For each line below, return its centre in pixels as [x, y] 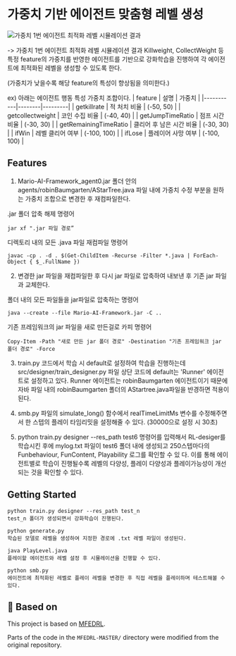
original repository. [35, 645]
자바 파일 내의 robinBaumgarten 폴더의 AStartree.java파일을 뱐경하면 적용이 [123, 389]
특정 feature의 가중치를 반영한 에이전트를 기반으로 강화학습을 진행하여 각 [107, 59]
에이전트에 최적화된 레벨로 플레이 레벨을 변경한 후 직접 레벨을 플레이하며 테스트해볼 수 [116, 578]
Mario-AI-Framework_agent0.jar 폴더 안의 [77, 181]
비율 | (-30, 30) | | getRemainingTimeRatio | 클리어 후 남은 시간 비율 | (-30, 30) [118, 124]
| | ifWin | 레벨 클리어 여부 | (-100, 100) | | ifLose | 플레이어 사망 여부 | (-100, [113, 133]
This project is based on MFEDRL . [56, 624]
